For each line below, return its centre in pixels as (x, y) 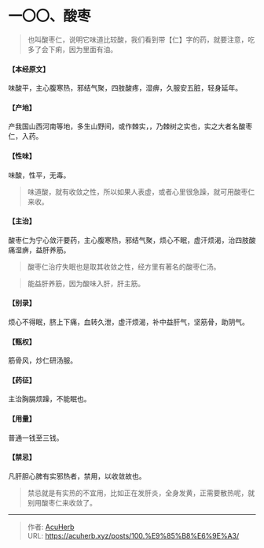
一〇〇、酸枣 (50, 16)
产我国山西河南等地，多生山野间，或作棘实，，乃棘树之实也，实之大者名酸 (127, 126)
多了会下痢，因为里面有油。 (72, 49)
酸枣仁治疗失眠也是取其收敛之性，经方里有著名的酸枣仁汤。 (124, 267)
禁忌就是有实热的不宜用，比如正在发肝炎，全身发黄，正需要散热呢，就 (141, 493)
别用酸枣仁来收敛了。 (62, 502)
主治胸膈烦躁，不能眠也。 (49, 399)
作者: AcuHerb (51, 527)
